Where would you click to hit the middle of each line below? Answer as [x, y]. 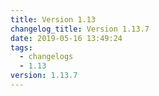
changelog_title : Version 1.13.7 [80, 29]
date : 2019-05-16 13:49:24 [66, 38]
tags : [21, 47]
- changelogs [46, 57]
